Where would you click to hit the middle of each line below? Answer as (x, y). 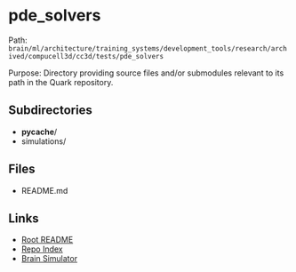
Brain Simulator (49, 259)
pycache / (39, 132)
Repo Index (42, 249)
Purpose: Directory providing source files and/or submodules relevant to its (146, 73)
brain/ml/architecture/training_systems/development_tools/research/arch (148, 48)
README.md (44, 190)
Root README (47, 240)
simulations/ (44, 141)
